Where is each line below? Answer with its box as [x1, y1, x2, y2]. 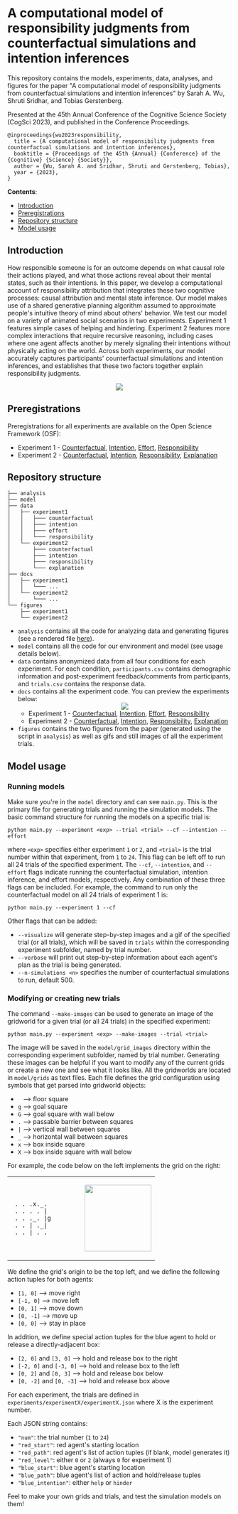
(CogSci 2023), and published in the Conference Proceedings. [7, 117, 190, 126]
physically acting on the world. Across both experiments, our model [7, 346, 205, 355]
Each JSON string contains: [7, 1420, 88, 1428]
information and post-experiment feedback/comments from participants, [17, 672, 231, 681]
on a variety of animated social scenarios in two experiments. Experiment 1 [7, 316, 227, 325]
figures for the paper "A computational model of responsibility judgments [7, 81, 222, 90]
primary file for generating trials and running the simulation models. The [7, 805, 218, 814]
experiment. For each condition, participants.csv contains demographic [17, 664, 231, 673]
